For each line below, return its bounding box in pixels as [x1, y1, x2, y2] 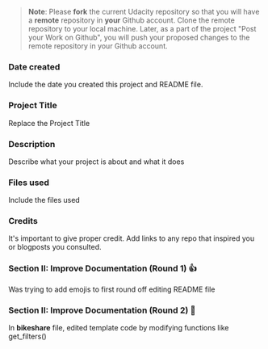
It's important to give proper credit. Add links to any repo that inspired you [8, 233, 255, 243]
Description [8, 138, 56, 149]
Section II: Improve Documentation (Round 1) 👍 [8, 263, 198, 274]
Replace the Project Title [8, 118, 90, 128]
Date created [8, 61, 61, 72]
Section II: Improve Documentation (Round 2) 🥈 [8, 305, 196, 316]
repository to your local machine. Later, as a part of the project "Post [27, 24, 257, 33]
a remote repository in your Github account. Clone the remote [27, 15, 236, 25]
